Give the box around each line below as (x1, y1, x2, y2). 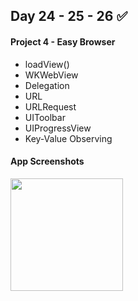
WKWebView (24, 69, 79, 81)
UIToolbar (24, 111, 66, 123)
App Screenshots (10, 155, 85, 168)
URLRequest (24, 100, 77, 113)
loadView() (24, 58, 70, 70)
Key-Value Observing (24, 132, 113, 144)
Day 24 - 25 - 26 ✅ (10, 8, 128, 25)
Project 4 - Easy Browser (10, 35, 116, 48)
